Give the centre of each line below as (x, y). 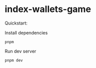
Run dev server (20, 51)
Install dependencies (26, 32)
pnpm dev (14, 60)
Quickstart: (16, 23)
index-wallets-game (48, 9)
